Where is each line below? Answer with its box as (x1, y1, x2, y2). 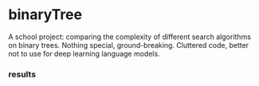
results (8, 68, 37, 80)
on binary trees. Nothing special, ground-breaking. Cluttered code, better (8, 40, 249, 49)
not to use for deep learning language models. (8, 49, 161, 58)
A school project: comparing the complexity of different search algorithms (8, 32, 251, 41)
